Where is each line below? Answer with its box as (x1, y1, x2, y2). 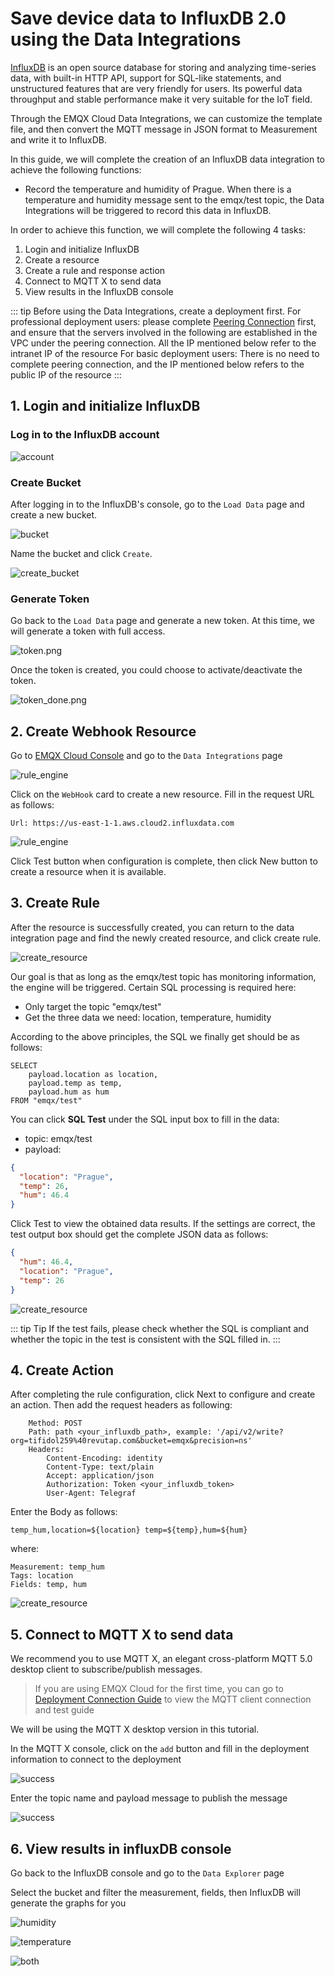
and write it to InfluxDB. (10, 133, 107, 146)
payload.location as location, (28, 1069, 159, 1079)
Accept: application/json (46, 1471, 155, 1481)
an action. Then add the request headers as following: (10, 1399, 233, 1411)
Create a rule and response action (24, 264, 166, 276)
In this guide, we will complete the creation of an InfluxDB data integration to (10, 153, 326, 165)
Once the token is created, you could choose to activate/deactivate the (10, 664, 303, 676)
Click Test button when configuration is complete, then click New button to (10, 855, 318, 867)
